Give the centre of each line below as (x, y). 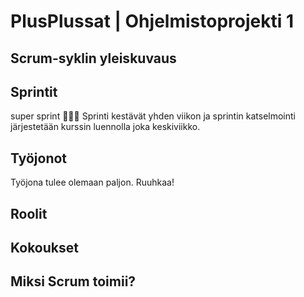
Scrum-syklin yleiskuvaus (93, 58)
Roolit (29, 213)
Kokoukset (44, 247)
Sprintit (34, 91)
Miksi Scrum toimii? (73, 281)
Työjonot (39, 158)
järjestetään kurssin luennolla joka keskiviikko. (105, 127)
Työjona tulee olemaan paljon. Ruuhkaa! (92, 182)
